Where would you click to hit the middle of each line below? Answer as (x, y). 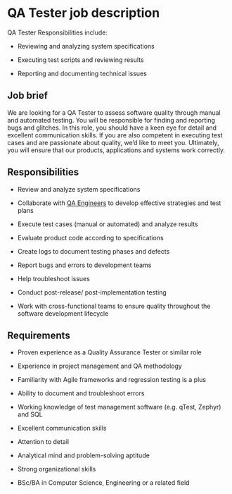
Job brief (27, 95)
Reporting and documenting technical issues (82, 73)
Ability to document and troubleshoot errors (81, 393)
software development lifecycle (63, 313)
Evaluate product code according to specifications (90, 237)
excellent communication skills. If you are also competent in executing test (115, 135)
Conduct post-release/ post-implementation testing (92, 292)
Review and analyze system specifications (79, 189)
